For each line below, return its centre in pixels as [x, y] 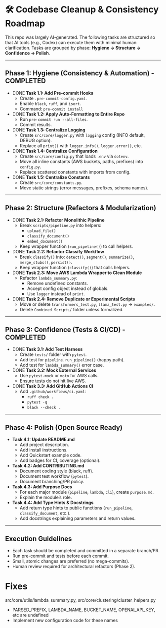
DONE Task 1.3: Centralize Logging [49, 130]
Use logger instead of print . [56, 293]
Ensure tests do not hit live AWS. [53, 381]
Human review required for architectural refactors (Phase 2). [74, 566]
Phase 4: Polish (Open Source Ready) [64, 428]
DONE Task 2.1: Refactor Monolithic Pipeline [58, 220]
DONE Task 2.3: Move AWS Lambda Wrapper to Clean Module [77, 273]
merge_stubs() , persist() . [46, 262]
